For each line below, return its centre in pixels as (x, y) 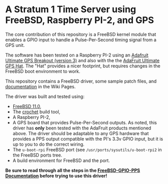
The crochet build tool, (36, 112)
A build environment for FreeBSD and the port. (61, 160)
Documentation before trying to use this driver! (56, 176)
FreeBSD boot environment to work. (43, 71)
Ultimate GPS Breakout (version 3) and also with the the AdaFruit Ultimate (82, 60)
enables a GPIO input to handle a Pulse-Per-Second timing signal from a (81, 40)
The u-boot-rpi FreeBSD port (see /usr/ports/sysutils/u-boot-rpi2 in (87, 149)
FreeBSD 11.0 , (27, 106)
